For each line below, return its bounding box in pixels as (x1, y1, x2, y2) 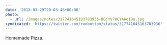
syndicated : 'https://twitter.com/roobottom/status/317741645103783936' (5, 21, 163, 26)
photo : (5, 12, 19, 17)
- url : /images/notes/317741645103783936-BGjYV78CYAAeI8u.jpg (10, 16, 145, 21)
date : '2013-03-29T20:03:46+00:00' (5, 7, 81, 12)
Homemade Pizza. (5, 35, 44, 41)
